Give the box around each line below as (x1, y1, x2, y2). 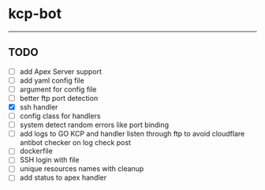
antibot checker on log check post (19, 138, 132, 147)
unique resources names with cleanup (19, 164, 144, 173)
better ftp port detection (19, 93, 99, 102)
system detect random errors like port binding (19, 120, 170, 130)
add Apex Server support (19, 66, 103, 76)
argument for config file (19, 84, 97, 94)
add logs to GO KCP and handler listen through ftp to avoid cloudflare (19, 129, 245, 139)
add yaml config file (19, 76, 84, 85)
